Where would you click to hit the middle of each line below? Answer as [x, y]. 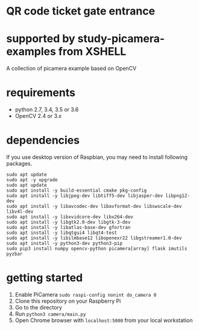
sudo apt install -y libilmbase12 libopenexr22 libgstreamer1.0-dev [94, 238]
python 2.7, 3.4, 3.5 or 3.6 [47, 109]
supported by [41, 39]
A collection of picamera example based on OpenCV [71, 68]
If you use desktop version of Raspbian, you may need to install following [97, 157]
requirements [41, 93]
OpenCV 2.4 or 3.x [38, 116]
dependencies [43, 141]
